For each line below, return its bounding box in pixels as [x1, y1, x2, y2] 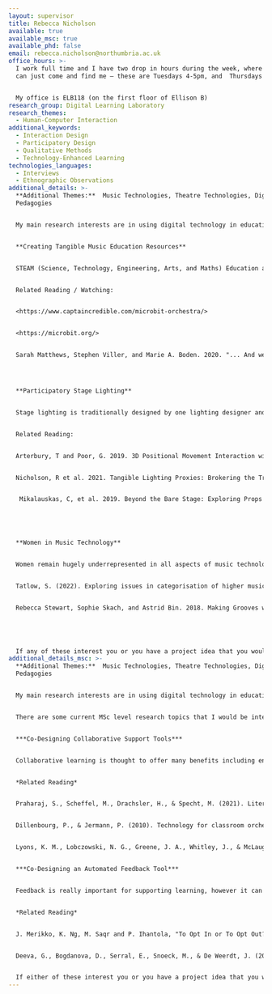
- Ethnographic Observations [15, 176, 114, 185]
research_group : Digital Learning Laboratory [8, 101, 164, 109]
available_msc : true [8, 34, 79, 43]
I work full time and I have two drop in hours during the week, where [15, 65, 263, 73]
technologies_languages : [8, 161, 92, 170]
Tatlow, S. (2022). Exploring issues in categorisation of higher [15, 582, 244, 590]
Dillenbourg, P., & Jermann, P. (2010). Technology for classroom [15, 822, 244, 830]
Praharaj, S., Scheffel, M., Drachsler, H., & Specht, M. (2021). [15, 800, 244, 808]
